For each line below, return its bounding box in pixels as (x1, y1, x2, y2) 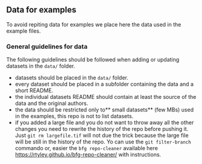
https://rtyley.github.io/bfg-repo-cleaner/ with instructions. (14, 151, 162, 159)
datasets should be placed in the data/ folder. (14, 74, 128, 81)
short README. (14, 87, 54, 94)
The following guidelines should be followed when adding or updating (6, 56, 180, 63)
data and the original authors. (14, 99, 89, 107)
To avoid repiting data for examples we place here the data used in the (6, 20, 181, 28)
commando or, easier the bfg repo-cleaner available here (14, 145, 158, 152)
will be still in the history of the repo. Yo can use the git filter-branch (14, 138, 191, 145)
